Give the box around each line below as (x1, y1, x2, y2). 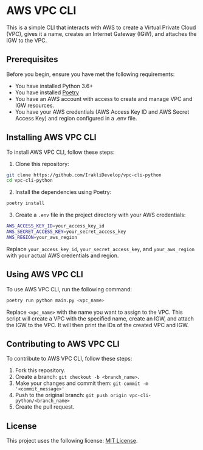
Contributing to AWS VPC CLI (6, 339, 120, 349)
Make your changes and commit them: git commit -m (15, 379, 149, 387)
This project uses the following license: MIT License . (6, 437, 138, 445)
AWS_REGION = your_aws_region (6, 234, 78, 240)
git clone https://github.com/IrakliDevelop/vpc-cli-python (6, 171, 162, 178)
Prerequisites (6, 54, 58, 64)
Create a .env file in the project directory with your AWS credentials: (15, 211, 186, 219)
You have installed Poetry (15, 89, 79, 96)
